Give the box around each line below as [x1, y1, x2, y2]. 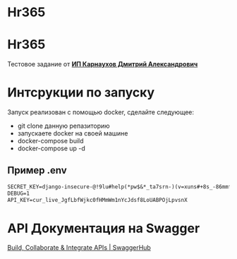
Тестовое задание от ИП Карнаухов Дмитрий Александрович [7, 60, 198, 68]
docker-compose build [17, 137, 84, 145]
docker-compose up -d [17, 144, 86, 152]
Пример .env [7, 164, 67, 176]
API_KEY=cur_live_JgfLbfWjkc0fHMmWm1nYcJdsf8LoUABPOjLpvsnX [7, 196, 188, 203]
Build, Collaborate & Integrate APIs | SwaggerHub [7, 243, 152, 252]
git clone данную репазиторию [17, 121, 111, 131]
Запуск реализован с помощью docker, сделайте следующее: [7, 108, 195, 116]
